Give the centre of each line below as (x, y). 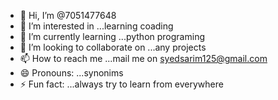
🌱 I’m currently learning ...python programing (112, 36)
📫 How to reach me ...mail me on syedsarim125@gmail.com (143, 58)
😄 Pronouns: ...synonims (71, 73)
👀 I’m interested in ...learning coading (96, 26)
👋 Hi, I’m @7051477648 (68, 15)
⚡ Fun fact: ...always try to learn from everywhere (121, 84)
